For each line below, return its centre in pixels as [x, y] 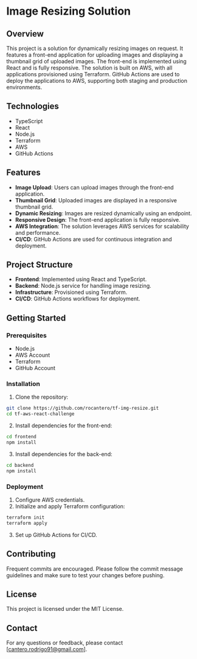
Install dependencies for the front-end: [64, 426]
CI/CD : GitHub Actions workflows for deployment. [78, 299]
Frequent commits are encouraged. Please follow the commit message [95, 569]
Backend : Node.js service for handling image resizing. [83, 286]
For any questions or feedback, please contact [65, 643]
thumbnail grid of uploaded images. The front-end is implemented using [96, 61]
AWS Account [33, 355]
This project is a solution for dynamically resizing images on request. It [95, 48]
